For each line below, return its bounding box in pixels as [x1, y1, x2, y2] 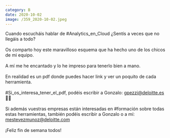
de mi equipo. [5, 52, 34, 58]
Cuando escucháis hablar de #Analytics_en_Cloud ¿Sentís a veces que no [5, 31, 160, 37]
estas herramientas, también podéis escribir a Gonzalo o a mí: [5, 111, 135, 117]
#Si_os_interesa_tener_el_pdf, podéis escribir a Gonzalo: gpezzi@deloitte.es [5, 89, 164, 96]
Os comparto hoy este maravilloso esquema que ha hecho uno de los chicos [5, 47, 165, 53]
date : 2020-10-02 [5, 12, 42, 17]
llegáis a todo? [5, 36, 36, 42]
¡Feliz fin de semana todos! [5, 127, 62, 133]
